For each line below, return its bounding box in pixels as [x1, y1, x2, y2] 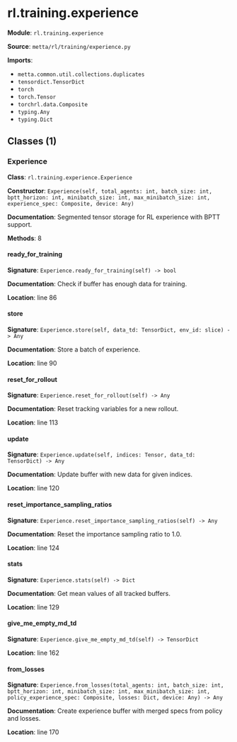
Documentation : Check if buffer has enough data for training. [7, 279, 187, 288]
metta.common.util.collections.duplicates [17, 71, 145, 78]
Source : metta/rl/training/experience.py [7, 42, 131, 50]
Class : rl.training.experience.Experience [7, 172, 133, 181]
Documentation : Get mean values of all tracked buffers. [7, 589, 171, 597]
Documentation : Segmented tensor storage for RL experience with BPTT [7, 213, 221, 221]
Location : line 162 [7, 648, 60, 657]
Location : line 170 [7, 728, 59, 736]
